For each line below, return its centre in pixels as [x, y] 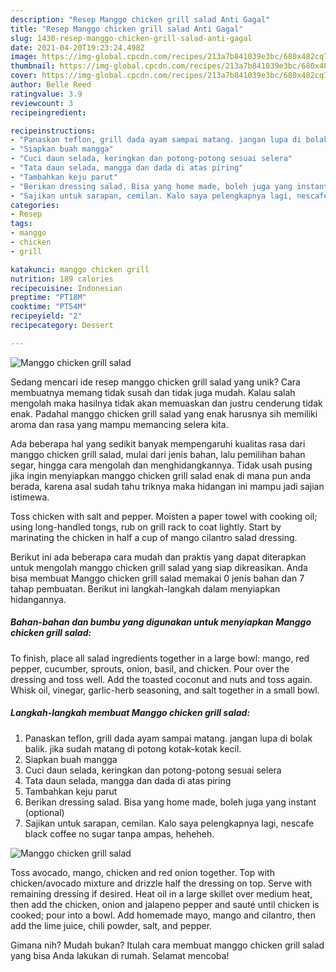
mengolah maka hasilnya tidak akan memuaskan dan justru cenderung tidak [166, 403]
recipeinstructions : [53, 131]
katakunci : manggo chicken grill [80, 269]
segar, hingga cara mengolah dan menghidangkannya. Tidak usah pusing [161, 465]
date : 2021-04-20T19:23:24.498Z [77, 47]
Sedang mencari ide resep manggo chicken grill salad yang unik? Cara [155, 382]
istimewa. [30, 497]
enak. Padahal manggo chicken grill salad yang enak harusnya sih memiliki [164, 413]
